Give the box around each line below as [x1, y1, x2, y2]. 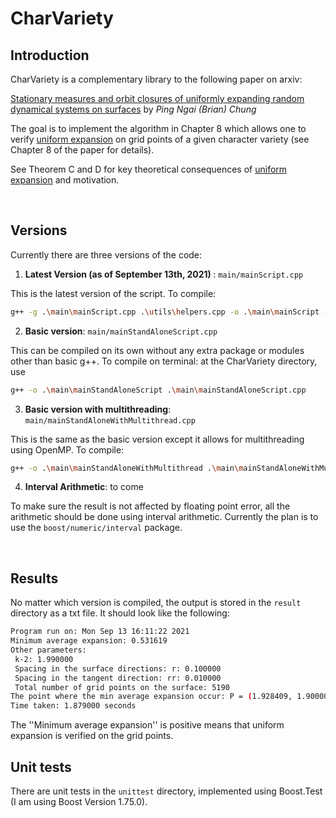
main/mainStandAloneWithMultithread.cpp [24, 415, 196, 426]
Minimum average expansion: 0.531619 [10, 636, 168, 646]
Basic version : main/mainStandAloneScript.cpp [24, 325, 218, 337]
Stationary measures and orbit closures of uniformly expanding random [10, 93, 305, 104]
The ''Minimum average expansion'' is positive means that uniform [10, 719, 285, 731]
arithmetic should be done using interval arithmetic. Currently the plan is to [10, 511, 319, 523]
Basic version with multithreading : [24, 403, 172, 415]
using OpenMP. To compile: [10, 443, 125, 456]
